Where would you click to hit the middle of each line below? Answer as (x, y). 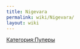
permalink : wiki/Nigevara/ (40, 17)
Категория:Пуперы (31, 40)
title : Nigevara (27, 12)
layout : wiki (23, 23)
